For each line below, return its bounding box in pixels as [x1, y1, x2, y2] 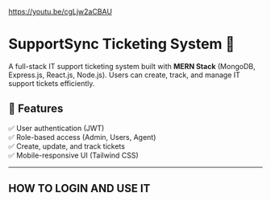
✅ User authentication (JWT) [8, 123, 105, 133]
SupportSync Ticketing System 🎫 [8, 35, 236, 53]
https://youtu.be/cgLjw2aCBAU [8, 7, 113, 16]
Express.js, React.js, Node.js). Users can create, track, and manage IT [8, 70, 240, 80]
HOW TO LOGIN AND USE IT [8, 182, 151, 195]
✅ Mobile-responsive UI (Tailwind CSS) [8, 150, 139, 160]
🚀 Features [8, 102, 64, 116]
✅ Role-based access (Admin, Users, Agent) [8, 132, 156, 142]
